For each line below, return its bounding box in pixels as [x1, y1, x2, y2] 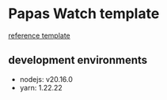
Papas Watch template [8, 5, 160, 23]
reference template [8, 31, 71, 40]
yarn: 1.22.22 [19, 83, 63, 92]
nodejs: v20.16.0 [19, 74, 74, 83]
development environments [8, 54, 148, 67]
